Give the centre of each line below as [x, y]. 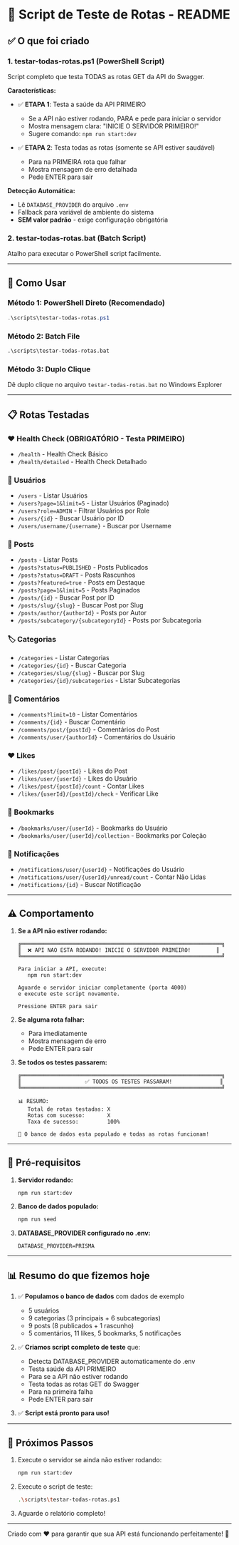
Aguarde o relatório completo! [62, 1513]
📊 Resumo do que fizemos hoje [79, 1275]
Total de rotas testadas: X [69, 1109]
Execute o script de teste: [55, 1487]
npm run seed [37, 1220]
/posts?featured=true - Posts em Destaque [81, 582]
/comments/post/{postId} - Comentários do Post [89, 729]
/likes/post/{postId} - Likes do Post [73, 771]
